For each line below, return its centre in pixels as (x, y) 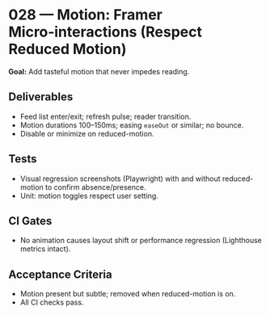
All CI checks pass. (52, 302)
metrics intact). (45, 249)
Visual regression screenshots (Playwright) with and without (120, 178)
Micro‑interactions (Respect (105, 32)
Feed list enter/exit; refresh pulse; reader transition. (105, 116)
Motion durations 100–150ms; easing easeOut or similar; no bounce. (132, 125)
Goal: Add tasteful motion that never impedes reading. (99, 71)
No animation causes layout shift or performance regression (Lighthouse (141, 241)
